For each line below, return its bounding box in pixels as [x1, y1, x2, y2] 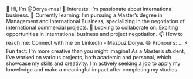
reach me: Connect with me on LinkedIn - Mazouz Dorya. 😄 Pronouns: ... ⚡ [6, 39, 188, 46]
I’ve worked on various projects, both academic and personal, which [6, 54, 172, 60]
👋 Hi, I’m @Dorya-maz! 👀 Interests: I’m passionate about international [6, 6, 173, 12]
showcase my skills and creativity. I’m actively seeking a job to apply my [6, 60, 181, 67]
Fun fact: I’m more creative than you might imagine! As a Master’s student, [6, 48, 186, 55]
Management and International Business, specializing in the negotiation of [6, 18, 185, 24]
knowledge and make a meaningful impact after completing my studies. [6, 66, 179, 73]
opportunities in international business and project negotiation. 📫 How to [6, 31, 183, 37]
